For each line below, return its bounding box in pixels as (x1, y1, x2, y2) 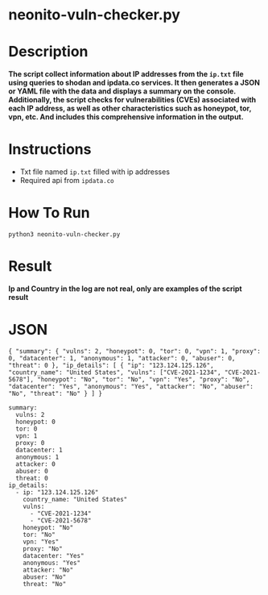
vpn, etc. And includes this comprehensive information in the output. (8, 112, 244, 122)
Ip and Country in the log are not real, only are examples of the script (8, 284, 243, 293)
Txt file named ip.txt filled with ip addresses (19, 167, 171, 177)
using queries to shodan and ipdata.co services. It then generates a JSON (8, 78, 260, 88)
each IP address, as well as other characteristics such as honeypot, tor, (8, 103, 252, 114)
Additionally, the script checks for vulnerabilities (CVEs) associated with (8, 95, 257, 105)
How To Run (8, 204, 90, 223)
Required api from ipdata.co (19, 176, 114, 185)
